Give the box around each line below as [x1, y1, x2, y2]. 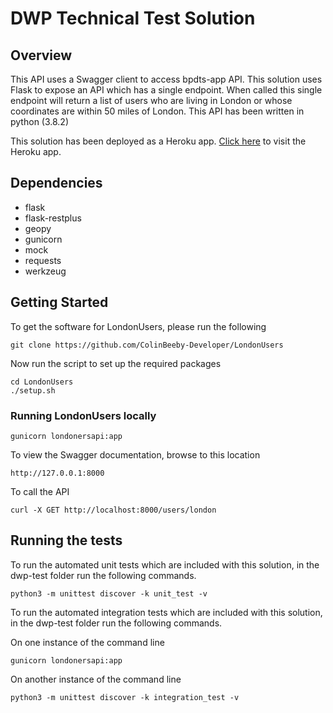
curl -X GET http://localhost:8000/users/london [10, 505, 217, 515]
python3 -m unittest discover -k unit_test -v [10, 588, 208, 599]
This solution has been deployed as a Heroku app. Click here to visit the [10, 135, 307, 147]
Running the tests [10, 532, 123, 549]
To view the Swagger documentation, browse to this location [10, 448, 261, 461]
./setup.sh [10, 385, 56, 396]
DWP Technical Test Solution [10, 7, 256, 30]
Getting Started [10, 294, 109, 311]
